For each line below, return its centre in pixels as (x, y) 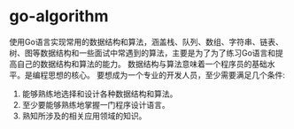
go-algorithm (59, 16)
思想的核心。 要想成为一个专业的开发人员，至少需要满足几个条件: (166, 75)
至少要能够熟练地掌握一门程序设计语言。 (96, 104)
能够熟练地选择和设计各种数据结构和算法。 (100, 94)
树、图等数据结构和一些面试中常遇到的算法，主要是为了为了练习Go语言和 (143, 53)
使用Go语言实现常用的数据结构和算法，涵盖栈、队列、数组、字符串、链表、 (146, 42)
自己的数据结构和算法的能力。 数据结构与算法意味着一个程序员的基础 (142, 64)
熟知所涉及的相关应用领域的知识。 (84, 116)
